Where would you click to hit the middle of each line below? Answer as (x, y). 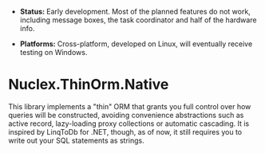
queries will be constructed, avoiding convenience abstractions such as (126, 115)
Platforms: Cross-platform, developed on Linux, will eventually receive (136, 44)
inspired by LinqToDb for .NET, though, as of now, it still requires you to (125, 131)
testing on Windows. (53, 52)
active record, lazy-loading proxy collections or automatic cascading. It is (129, 124)
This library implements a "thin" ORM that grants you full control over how (130, 106)
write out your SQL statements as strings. (77, 140)
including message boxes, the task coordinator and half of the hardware (138, 20)
